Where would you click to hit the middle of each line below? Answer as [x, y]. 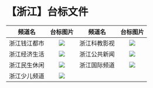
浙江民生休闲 [27, 65]
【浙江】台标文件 [47, 12]
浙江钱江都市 [27, 43]
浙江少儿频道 [27, 76]
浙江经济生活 [27, 54]
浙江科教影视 [97, 43]
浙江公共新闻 [97, 54]
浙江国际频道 [97, 65]
